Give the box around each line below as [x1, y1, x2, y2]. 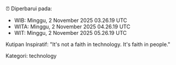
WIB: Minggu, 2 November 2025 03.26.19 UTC [14, 17, 127, 24]
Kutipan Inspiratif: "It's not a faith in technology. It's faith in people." [5, 41, 171, 48]
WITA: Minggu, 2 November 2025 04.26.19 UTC [14, 23, 131, 30]
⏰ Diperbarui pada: [5, 5, 53, 12]
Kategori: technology [5, 53, 57, 59]
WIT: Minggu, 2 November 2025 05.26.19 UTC [14, 30, 127, 36]
